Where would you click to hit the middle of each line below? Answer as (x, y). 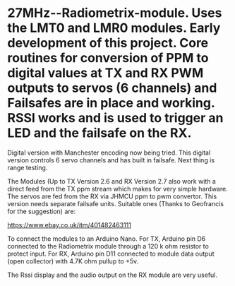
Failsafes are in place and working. (111, 103)
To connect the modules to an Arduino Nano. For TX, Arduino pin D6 (107, 239)
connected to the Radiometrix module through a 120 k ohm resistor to (108, 246)
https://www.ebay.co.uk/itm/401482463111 (70, 225)
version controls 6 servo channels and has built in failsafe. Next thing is (111, 160)
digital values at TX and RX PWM (106, 73)
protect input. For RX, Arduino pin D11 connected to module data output (111, 254)
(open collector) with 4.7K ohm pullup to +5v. (73, 261)
